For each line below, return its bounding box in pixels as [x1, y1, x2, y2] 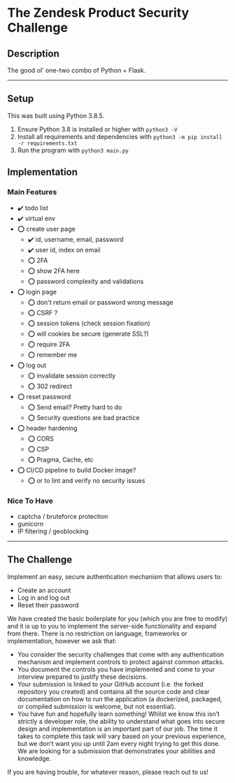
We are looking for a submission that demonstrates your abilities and [17, 747, 215, 755]
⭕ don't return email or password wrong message [27, 298, 173, 306]
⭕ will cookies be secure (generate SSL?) [27, 329, 149, 338]
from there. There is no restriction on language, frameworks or [7, 629, 187, 638]
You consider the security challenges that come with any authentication [17, 650, 225, 659]
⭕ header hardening [17, 424, 78, 432]
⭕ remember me [27, 350, 78, 359]
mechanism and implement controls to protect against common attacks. [17, 657, 225, 666]
